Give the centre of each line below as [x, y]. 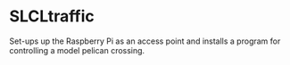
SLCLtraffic [52, 16]
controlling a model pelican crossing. [77, 50]
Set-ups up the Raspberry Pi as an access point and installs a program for [145, 41]
